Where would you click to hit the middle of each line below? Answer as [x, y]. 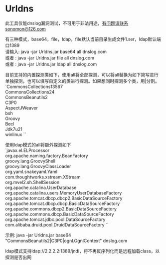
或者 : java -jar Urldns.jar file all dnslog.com [50, 57]
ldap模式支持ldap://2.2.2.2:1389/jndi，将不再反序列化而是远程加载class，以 [83, 251]
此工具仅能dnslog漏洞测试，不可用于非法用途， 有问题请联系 [67, 23]
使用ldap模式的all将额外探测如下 [38, 144]
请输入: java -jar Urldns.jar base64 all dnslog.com [56, 51]
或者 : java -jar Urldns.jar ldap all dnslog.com [51, 64]
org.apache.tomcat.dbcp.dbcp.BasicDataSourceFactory [63, 203]
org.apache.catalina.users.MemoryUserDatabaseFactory [64, 192]
